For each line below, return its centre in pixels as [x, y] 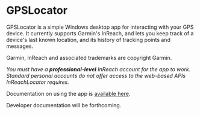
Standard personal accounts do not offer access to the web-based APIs [96, 75]
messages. [20, 46]
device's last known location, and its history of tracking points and [88, 40]
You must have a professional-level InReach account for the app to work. [98, 69]
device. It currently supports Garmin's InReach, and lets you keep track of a [100, 33]
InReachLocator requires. [38, 82]
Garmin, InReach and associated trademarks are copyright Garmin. [89, 57]
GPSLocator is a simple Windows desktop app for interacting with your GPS [100, 27]
